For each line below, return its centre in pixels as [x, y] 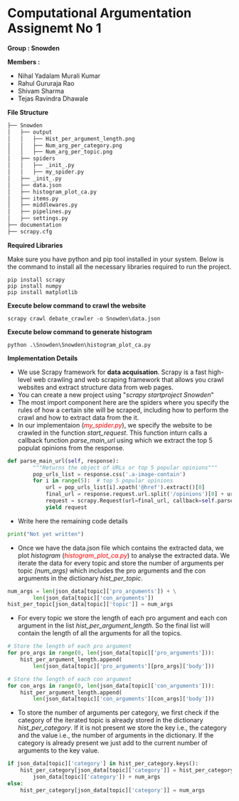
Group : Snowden [34, 48]
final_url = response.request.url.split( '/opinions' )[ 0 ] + [134, 494]
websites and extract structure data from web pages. [95, 387]
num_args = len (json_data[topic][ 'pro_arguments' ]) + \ [92, 591]
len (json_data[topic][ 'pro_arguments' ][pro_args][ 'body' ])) [124, 666]
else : [15, 783]
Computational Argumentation [100, 13]
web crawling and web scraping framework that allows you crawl [128, 379]
